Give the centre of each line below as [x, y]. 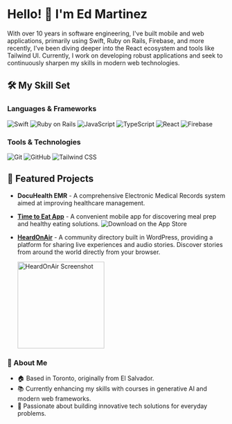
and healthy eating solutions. [59, 223]
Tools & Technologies [44, 142]
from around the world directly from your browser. [89, 252]
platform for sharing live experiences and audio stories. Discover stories [120, 244]
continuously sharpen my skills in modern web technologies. [93, 62]
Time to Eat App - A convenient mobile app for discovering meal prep [117, 216]
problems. [32, 414]
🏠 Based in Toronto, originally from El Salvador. [86, 378]
